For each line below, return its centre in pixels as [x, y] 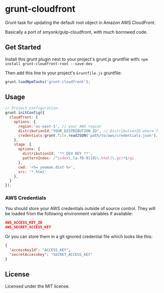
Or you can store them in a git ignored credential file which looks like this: [79, 237]
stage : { [23, 145]
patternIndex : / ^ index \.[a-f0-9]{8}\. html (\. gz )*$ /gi [78, 158]
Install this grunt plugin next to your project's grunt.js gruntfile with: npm [76, 59]
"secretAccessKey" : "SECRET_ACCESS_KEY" [51, 254]
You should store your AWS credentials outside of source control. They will [80, 209]
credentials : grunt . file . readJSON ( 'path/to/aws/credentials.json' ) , [88, 135]
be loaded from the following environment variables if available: [69, 214]
